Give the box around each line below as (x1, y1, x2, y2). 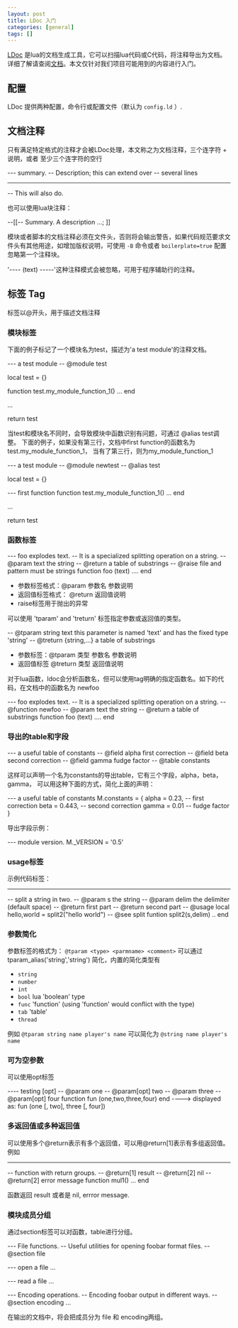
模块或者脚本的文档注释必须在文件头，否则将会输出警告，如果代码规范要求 (7, 232, 225, 241)
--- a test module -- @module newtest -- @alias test (7, 461, 161, 469)
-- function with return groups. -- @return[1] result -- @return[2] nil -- (7, 1168, 212, 1177)
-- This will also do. (7, 189, 64, 197)
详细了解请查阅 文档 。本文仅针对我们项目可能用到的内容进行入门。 (7, 60, 200, 68)
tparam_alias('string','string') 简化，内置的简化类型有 (7, 956, 161, 964)
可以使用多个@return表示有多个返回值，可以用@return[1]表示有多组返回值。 (7, 1138, 229, 1147)
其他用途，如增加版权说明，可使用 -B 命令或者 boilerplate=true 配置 (25, 241, 227, 249)
